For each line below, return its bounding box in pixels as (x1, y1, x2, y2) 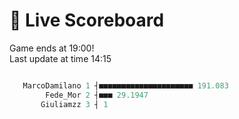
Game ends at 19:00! (9, 42, 95, 54)
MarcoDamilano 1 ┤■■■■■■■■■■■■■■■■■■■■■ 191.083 (22, 80, 229, 91)
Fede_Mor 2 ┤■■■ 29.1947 (45, 90, 149, 100)
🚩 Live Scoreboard (9, 9, 165, 32)
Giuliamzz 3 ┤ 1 (40, 99, 109, 109)
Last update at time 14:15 (9, 52, 112, 64)
